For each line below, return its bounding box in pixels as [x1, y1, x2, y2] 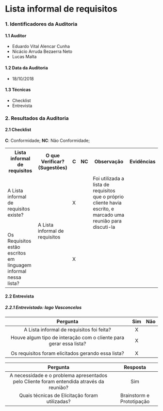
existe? [7, 211, 24, 218]
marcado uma [93, 211, 125, 218]
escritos [7, 250, 26, 256]
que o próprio [93, 193, 124, 200]
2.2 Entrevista [5, 293, 34, 299]
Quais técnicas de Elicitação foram [19, 392, 98, 399]
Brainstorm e [120, 392, 150, 399]
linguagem [7, 262, 32, 269]
